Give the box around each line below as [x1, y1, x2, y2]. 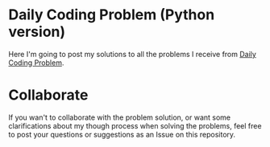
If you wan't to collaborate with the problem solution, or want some [8, 112, 231, 122]
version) [8, 22, 66, 41]
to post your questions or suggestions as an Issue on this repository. [8, 129, 236, 139]
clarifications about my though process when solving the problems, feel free [8, 120, 262, 130]
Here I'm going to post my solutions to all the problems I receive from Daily [8, 49, 256, 59]
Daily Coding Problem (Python [8, 6, 215, 24]
